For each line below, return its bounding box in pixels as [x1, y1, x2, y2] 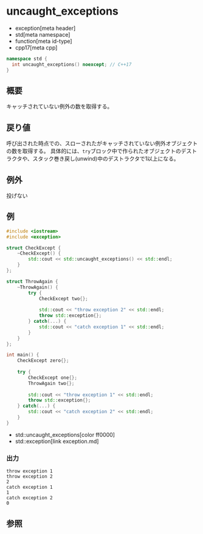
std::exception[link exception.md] [15, 438, 99, 445]
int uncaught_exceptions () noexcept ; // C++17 [12, 61, 132, 68]
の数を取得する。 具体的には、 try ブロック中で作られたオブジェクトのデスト [6, 148, 198, 155]
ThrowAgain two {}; [28, 380, 75, 386]
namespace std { [6, 56, 47, 62]
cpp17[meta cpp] [15, 44, 58, 51]
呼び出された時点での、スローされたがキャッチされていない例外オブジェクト [6, 140, 198, 147]
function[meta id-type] [15, 37, 72, 45]
